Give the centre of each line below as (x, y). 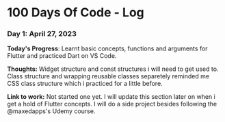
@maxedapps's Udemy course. (51, 111)
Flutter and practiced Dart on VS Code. (62, 56)
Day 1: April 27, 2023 (42, 34)
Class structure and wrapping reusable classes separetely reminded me (108, 76)
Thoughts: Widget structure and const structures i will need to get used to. (113, 69)
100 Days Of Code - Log (76, 13)
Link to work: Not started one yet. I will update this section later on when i (111, 97)
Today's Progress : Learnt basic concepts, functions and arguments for (107, 48)
